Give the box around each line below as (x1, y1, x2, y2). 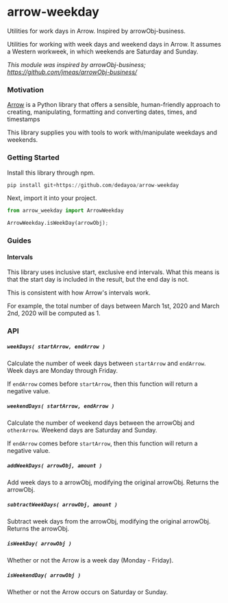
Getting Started (7, 153, 60, 162)
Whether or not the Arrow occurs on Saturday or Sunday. (7, 588, 168, 596)
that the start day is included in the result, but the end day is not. (7, 275, 190, 284)
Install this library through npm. (7, 169, 95, 177)
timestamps (7, 115, 40, 123)
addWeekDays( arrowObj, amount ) (7, 462, 103, 469)
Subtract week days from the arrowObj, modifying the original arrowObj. (7, 517, 211, 526)
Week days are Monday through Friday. (7, 367, 118, 375)
